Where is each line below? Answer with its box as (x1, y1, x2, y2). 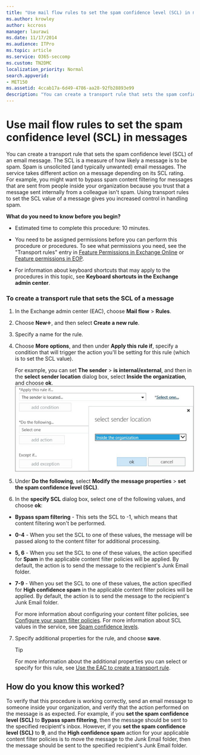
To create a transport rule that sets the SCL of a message (6, 294, 174, 302)
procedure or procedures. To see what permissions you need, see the (14, 242, 186, 249)
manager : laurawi (6, 29, 49, 35)
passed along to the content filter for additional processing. (14, 538, 161, 545)
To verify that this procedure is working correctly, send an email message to (6, 698, 193, 705)
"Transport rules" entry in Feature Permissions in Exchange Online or (14, 248, 185, 256)
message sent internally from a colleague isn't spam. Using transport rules (6, 188, 189, 195)
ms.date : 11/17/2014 (6, 35, 58, 41)
